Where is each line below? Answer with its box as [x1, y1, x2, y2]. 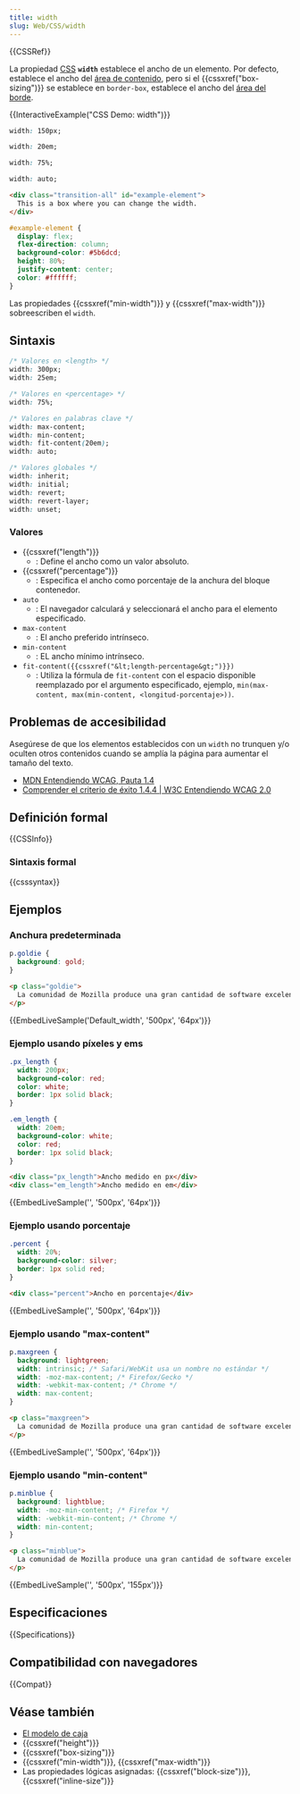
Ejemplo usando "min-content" [9, 1469, 148, 1481]
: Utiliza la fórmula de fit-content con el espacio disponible [35, 669, 256, 680]
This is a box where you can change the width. [17, 198, 198, 208]
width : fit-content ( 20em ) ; [9, 439, 110, 448]
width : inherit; [9, 472, 70, 481]
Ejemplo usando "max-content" [9, 1328, 150, 1340]
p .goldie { [9, 949, 50, 959]
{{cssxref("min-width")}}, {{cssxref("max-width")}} [21, 1756, 212, 1767]
